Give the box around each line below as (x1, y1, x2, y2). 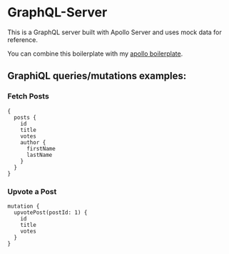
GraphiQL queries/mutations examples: (7, 70, 187, 82)
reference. (7, 35, 38, 44)
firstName (26, 145, 56, 152)
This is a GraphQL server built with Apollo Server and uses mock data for (7, 28, 223, 36)
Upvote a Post (7, 186, 57, 196)
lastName (26, 151, 53, 158)
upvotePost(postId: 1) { (14, 208, 88, 216)
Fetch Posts (7, 91, 50, 101)
